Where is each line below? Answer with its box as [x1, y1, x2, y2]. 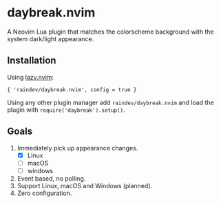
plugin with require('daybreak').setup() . [7, 105, 125, 114]
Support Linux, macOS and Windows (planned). [17, 181, 153, 190]
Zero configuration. [17, 189, 72, 197]
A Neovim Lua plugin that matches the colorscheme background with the [7, 27, 215, 36]
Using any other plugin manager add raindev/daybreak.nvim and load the [7, 98, 215, 106]
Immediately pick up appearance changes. [17, 144, 138, 152]
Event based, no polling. [17, 174, 86, 183]
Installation [7, 55, 56, 67]
